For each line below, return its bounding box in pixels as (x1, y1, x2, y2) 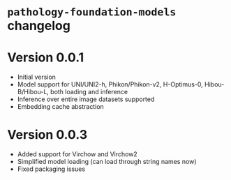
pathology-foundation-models (7, 6, 177, 19)
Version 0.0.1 (7, 50, 84, 66)
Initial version (17, 73, 56, 82)
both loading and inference (50, 88, 128, 96)
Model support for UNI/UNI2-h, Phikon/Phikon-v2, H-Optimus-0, (17, 80, 204, 89)
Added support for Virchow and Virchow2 (17, 150, 137, 158)
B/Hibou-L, (17, 88, 49, 96)
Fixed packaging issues (17, 165, 86, 173)
